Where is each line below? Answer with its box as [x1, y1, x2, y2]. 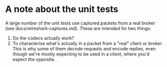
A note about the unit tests [5, 3, 119, 15]
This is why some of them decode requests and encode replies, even [12, 45, 156, 51]
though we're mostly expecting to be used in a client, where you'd [12, 51, 150, 57]
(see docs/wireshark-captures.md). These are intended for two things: [5, 25, 151, 31]
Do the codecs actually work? [12, 35, 74, 41]
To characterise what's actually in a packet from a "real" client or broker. [12, 40, 163, 46]
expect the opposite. [12, 56, 55, 62]
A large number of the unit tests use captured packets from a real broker [5, 20, 155, 26]
